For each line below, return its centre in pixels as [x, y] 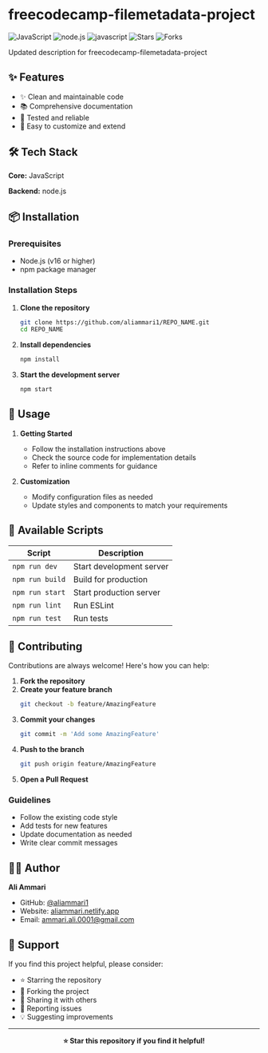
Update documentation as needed [76, 834]
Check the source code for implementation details [114, 457]
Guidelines [30, 800]
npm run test [37, 618]
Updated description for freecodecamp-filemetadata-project [108, 52]
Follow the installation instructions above [99, 449]
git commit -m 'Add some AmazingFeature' [90, 734]
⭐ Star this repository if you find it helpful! [134, 1041]
